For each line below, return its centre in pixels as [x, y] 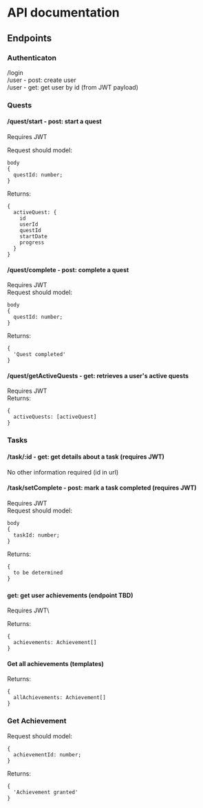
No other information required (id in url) [63, 472]
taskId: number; [36, 535]
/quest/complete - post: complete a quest [68, 269]
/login [15, 72]
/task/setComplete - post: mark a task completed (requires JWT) [102, 488]
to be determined [38, 572]
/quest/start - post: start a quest [54, 121]
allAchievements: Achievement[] [60, 698]
